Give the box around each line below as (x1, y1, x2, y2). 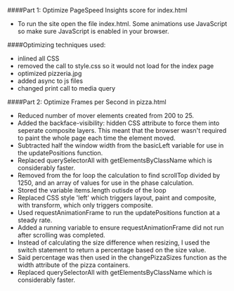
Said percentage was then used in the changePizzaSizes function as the (17, 253, 227, 261)
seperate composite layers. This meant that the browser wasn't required (17, 127, 227, 134)
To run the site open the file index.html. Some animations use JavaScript (17, 20, 228, 27)
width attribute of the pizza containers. (17, 261, 130, 269)
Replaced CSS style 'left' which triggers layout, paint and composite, (17, 193, 216, 202)
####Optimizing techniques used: (7, 41, 106, 48)
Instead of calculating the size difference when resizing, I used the (17, 238, 211, 247)
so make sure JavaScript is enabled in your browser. (17, 27, 170, 35)
